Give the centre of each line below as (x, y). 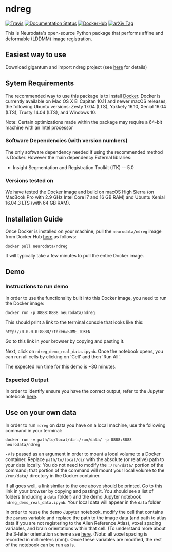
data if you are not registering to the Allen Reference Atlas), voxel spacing (83, 523)
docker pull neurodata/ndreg (36, 246)
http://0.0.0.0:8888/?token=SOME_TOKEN (48, 332)
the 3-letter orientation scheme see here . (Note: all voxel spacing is (77, 534)
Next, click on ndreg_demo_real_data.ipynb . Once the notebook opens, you (84, 351)
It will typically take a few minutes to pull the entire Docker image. (75, 255)
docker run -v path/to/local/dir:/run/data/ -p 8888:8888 (69, 440)
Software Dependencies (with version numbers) (66, 141)
